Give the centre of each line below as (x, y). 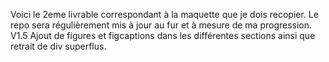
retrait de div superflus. (58, 46)
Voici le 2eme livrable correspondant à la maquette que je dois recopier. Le (164, 14)
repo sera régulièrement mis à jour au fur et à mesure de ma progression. (161, 25)
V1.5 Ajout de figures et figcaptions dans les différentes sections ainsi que (163, 35)
